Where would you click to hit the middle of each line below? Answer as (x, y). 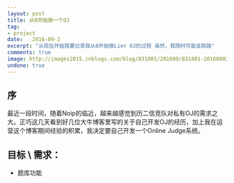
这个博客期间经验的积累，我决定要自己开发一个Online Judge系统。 (108, 131)
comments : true (29, 53)
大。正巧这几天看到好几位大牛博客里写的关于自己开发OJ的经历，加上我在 (112, 122)
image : (17, 59)
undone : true (26, 65)
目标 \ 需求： (34, 155)
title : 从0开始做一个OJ (38, 20)
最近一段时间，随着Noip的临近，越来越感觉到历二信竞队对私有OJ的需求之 (112, 113)
